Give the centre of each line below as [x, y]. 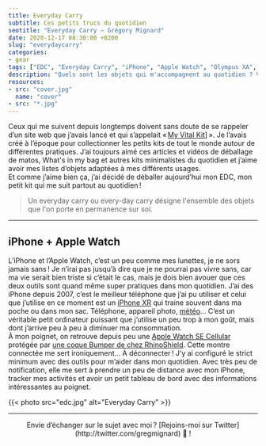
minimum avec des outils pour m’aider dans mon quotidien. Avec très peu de [133, 361]
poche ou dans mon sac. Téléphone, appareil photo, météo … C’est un [122, 311]
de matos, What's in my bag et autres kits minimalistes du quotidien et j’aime [133, 160]
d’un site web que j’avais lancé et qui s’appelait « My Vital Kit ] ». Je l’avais [127, 135]
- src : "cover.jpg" [40, 89]
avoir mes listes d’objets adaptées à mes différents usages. [104, 169]
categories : [28, 52]
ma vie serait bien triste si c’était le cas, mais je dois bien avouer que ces [127, 277]
